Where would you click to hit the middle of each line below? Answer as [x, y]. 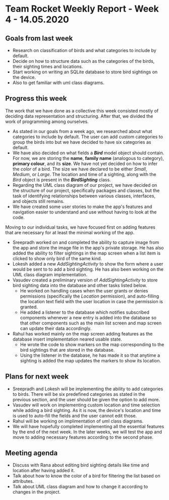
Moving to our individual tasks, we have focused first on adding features [80, 227]
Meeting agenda [32, 453]
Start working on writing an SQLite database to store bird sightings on [85, 72]
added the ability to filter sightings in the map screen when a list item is [86, 253]
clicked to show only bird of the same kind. [57, 258]
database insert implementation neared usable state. [67, 339]
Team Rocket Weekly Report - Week [82, 9]
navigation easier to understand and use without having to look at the [84, 212]
